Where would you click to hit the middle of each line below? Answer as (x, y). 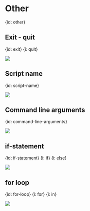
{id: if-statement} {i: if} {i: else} (36, 158)
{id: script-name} (22, 85)
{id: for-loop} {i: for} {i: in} (31, 194)
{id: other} (15, 22)
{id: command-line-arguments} (36, 122)
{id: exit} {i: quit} (21, 49)
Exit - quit (20, 37)
